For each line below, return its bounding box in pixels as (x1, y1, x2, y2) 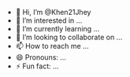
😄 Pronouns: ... (15, 53, 67, 62)
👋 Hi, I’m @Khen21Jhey (15, 8, 91, 16)
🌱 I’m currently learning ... (15, 24, 100, 33)
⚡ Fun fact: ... (15, 61, 59, 71)
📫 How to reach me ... (15, 42, 89, 50)
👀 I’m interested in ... (15, 16, 83, 25)
